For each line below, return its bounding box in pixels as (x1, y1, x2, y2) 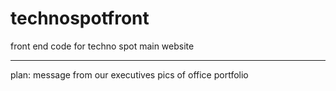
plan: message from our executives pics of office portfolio (10, 68, 249, 81)
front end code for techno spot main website (10, 40, 195, 52)
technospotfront (10, 7, 150, 30)
